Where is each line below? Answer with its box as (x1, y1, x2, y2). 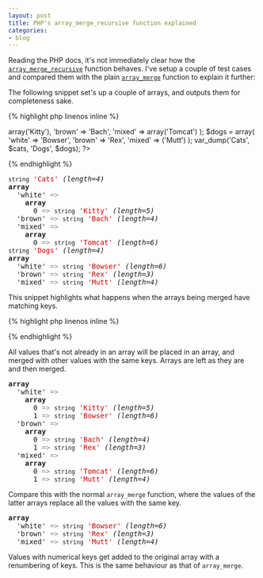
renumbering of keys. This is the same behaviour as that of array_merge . (8, 561, 244, 570)
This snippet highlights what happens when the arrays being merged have (8, 293, 250, 302)
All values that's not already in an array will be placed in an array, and (8, 347, 235, 357)
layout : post (8, 11, 51, 20)
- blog (8, 33, 30, 42)
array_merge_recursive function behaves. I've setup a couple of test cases (8, 64, 252, 74)
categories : (8, 26, 48, 34)
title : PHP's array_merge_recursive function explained (8, 19, 196, 27)
